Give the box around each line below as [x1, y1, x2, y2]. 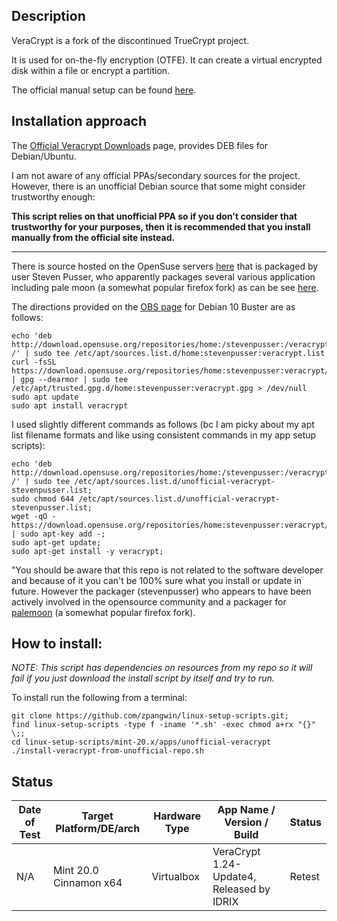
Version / [224, 815, 269, 829]
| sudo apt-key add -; [11, 529, 106, 539]
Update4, [212, 870, 257, 884]
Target [81, 809, 114, 823]
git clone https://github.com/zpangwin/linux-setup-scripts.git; [11, 711, 289, 721]
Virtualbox [151, 870, 200, 884]
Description [11, 8, 86, 25]
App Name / [217, 803, 276, 817]
